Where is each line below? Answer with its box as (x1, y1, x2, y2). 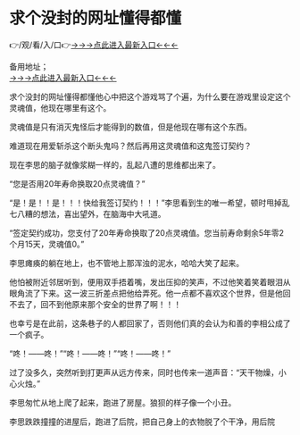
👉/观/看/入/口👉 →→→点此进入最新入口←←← (9, 39, 179, 50)
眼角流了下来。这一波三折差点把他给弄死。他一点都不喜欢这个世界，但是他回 (9, 288, 291, 298)
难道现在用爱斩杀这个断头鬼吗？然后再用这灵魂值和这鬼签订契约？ (9, 140, 252, 151)
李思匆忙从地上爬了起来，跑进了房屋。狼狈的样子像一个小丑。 (9, 397, 237, 407)
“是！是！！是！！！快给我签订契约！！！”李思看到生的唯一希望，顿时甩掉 (9, 197, 283, 208)
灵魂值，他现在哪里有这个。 (9, 102, 112, 113)
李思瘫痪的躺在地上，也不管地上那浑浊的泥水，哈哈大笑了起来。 (9, 257, 244, 268)
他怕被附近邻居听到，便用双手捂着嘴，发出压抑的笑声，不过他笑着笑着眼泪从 (9, 276, 291, 287)
